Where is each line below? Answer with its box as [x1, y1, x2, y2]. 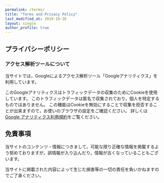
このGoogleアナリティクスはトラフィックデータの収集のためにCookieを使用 [5, 89, 158, 95]
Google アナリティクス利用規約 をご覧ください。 [5, 114, 102, 120]
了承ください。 [13, 172, 44, 178]
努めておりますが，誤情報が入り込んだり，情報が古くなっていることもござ [9, 150, 159, 156]
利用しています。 [5, 79, 39, 85]
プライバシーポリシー [5, 45, 70, 53]
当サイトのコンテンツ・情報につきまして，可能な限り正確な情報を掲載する [5, 143, 155, 150]
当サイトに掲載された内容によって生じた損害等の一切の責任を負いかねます [5, 166, 155, 172]
